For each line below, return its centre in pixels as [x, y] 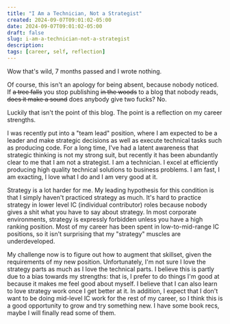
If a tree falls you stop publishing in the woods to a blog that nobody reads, [113, 92]
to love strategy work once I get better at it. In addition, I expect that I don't [113, 291]
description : [26, 45]
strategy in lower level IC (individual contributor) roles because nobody [107, 205]
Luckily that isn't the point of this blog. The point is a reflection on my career [115, 112]
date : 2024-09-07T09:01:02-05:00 [55, 26]
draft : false [26, 33]
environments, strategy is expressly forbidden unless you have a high [105, 219]
